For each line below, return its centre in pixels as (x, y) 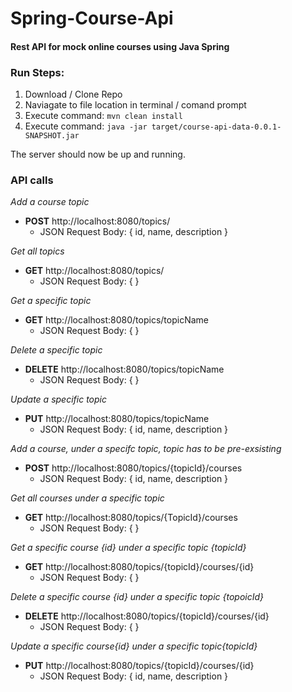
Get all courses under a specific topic (87, 498)
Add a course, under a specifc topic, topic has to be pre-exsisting (146, 449)
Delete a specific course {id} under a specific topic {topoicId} (137, 597)
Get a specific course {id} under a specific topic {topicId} (128, 548)
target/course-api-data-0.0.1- (216, 127)
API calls (32, 180)
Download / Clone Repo (73, 94)
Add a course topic (50, 202)
